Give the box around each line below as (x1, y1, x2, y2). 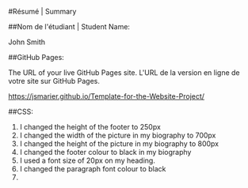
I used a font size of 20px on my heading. (19, 156, 156, 165)
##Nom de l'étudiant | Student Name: (8, 22, 131, 31)
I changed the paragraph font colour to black (19, 164, 166, 173)
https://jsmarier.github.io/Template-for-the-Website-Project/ (8, 92, 204, 101)
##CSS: (8, 107, 33, 116)
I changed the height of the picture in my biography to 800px (19, 139, 219, 149)
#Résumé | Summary (8, 7, 77, 16)
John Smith (8, 37, 46, 47)
